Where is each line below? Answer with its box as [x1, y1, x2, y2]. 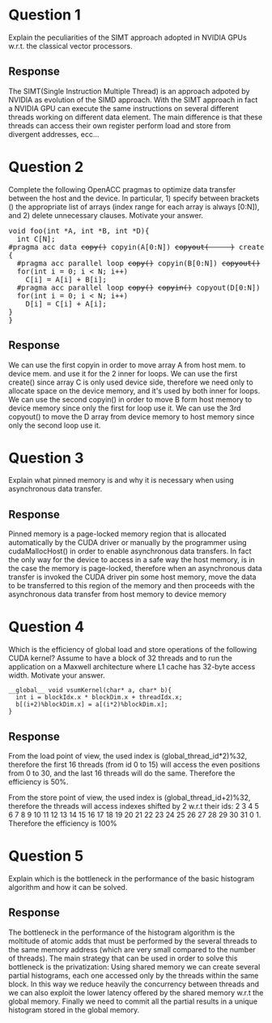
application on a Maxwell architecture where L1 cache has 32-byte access [8, 662, 256, 672]
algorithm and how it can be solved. [8, 882, 128, 892]
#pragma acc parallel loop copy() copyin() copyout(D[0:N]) [16, 282, 261, 292]
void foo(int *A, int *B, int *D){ [8, 226, 150, 235]
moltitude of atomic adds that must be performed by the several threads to [8, 935, 257, 946]
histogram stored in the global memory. [8, 1004, 140, 1015]
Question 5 [8, 847, 84, 866]
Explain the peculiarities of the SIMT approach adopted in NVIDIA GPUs [8, 32, 247, 42]
